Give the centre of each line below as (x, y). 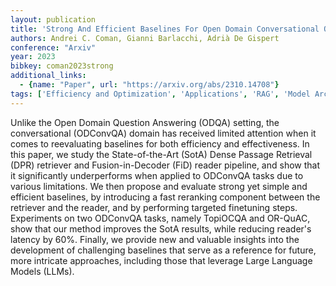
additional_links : (48, 76)
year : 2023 (33, 57)
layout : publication (53, 19)
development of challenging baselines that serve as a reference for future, (163, 250)
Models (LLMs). (42, 271)
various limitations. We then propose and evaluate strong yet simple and (159, 186)
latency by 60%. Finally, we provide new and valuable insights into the (155, 239)
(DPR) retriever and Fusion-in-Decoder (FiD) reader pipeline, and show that (165, 165)
